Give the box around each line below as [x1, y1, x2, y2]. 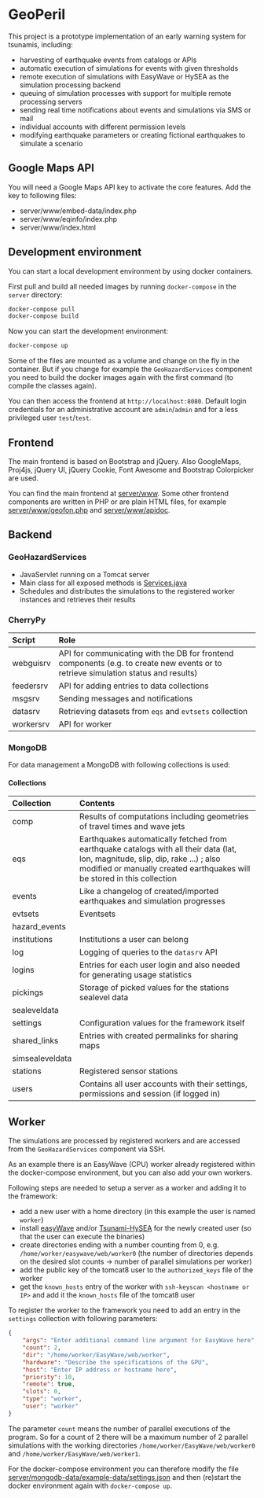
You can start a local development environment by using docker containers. [8, 266, 253, 276]
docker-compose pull [8, 305, 76, 313]
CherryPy [8, 614, 46, 625]
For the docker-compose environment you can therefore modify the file [8, 1464, 240, 1474]
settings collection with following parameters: [8, 1314, 158, 1323]
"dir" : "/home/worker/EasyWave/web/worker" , [22, 1351, 170, 1359]
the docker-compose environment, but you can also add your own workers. [8, 1168, 253, 1177]
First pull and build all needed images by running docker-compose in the [8, 282, 237, 291]
